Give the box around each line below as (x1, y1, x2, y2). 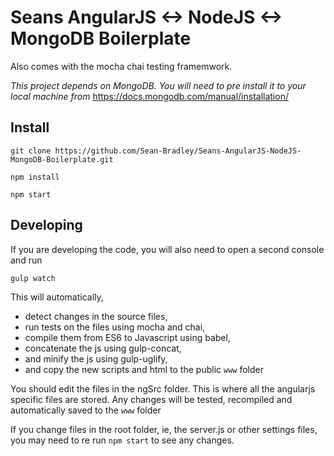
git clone (10, 146, 52, 156)
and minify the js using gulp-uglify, (24, 352, 168, 365)
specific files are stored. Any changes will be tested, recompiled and (10, 393, 293, 405)
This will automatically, (10, 291, 104, 303)
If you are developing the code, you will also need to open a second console (10, 243, 325, 255)
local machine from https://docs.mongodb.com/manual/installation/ (10, 90, 289, 102)
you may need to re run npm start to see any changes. (10, 434, 235, 446)
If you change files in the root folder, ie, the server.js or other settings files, (10, 423, 318, 435)
